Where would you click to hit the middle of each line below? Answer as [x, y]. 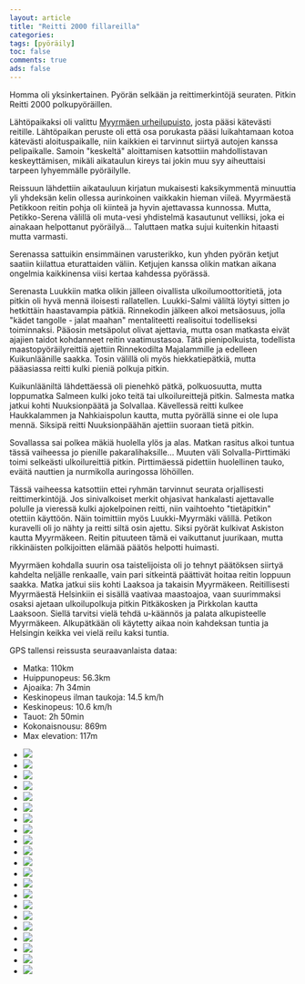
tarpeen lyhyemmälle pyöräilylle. [70, 170]
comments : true [38, 60]
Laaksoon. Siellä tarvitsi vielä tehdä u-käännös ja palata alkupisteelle [138, 613]
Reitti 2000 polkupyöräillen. [61, 104]
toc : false [30, 52]
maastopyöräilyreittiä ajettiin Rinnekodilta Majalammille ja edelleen [133, 349]
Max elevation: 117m [60, 735]
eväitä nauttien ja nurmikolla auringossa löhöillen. [102, 471]
